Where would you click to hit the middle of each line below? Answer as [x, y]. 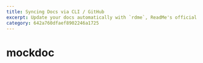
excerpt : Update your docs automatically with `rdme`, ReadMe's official [102, 17]
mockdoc [30, 52]
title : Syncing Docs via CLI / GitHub [55, 12]
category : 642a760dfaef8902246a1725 [53, 23]
